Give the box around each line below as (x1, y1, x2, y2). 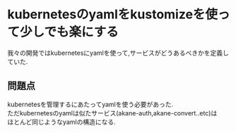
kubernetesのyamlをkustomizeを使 (7, 6, 218, 23)
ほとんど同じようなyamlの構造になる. (7, 118, 116, 126)
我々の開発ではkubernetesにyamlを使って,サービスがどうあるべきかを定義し (7, 49, 230, 57)
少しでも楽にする (20, 24, 119, 40)
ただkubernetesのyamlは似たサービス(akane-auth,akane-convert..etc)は (7, 108, 218, 117)
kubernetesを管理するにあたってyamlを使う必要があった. (7, 100, 174, 108)
